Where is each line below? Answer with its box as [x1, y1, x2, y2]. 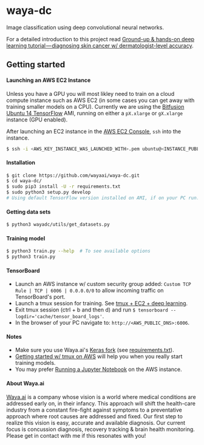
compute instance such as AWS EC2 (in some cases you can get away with [6, 97, 195, 104]
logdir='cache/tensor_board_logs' [15, 314, 103, 320]
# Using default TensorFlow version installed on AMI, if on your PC [6, 195, 186, 201]
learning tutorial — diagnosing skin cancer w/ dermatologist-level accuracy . [6, 42, 194, 49]
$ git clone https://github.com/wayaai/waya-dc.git [6, 172, 140, 178]
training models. [15, 359, 56, 367]
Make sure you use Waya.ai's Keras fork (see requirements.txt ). [15, 347, 174, 354]
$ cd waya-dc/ [6, 178, 42, 184]
